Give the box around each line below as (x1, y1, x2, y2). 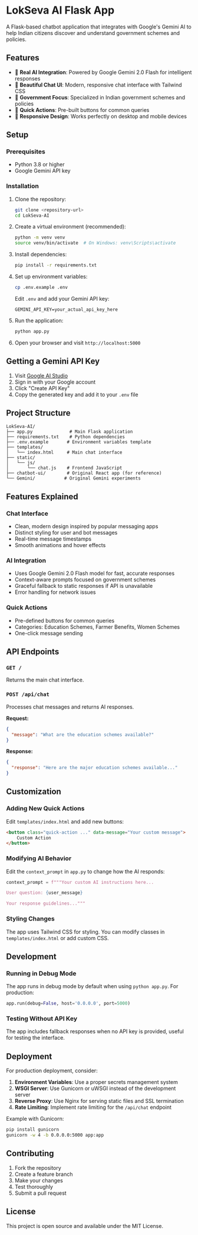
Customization (6, 787, 62, 797)
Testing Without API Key (6, 1015, 78, 1023)
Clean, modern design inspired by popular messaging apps (14, 523, 159, 530)
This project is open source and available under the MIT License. (6, 1222, 164, 1229)
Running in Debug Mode (6, 969, 77, 977)
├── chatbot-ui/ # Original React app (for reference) (6, 470, 162, 477)
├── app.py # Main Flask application (6, 429, 133, 435)
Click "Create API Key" (14, 384, 70, 391)
